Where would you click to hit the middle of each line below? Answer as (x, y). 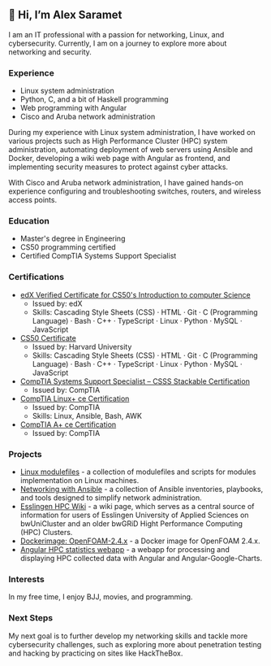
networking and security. (50, 52)
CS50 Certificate (48, 337)
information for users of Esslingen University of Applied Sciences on (134, 515)
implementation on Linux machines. (80, 480)
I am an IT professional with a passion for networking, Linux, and (116, 34)
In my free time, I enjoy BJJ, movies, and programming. (101, 597)
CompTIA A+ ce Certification (68, 424)
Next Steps (31, 618)
